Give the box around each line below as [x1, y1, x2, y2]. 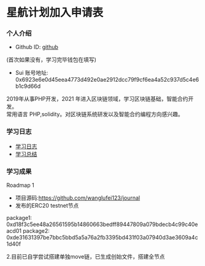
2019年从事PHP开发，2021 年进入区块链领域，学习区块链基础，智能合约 [6, 95, 188, 103]
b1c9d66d [15, 82, 41, 90]
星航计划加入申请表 [6, 6, 104, 20]
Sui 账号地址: [15, 69, 48, 77]
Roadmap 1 [6, 182, 35, 189]
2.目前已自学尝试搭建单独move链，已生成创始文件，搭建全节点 [6, 253, 165, 260]
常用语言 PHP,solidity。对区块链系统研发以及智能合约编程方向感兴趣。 [6, 111, 184, 118]
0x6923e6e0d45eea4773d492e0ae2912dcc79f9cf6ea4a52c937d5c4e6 [15, 76, 199, 84]
